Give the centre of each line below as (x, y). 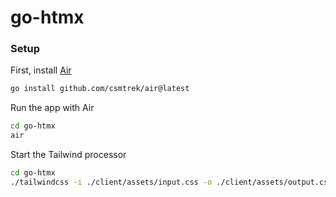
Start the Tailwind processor (68, 155)
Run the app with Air (52, 108)
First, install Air (41, 70)
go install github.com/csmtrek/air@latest (100, 89)
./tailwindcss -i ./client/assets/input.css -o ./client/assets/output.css (171, 182)
